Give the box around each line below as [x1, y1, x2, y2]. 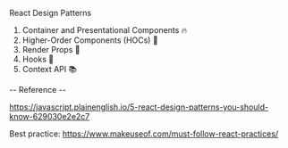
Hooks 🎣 [21, 53, 55, 64]
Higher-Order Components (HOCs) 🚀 [21, 35, 158, 45]
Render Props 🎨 [21, 45, 80, 54]
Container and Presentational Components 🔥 [21, 25, 188, 35]
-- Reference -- [9, 85, 67, 95]
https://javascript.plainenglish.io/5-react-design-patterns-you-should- [9, 102, 269, 112]
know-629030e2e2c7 [9, 111, 90, 121]
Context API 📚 [21, 64, 78, 74]
